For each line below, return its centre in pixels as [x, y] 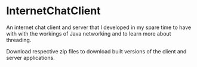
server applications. [30, 58]
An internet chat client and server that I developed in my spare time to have [99, 27]
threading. [19, 40]
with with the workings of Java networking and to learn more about [89, 33]
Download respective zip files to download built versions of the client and [96, 51]
